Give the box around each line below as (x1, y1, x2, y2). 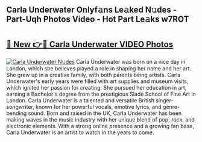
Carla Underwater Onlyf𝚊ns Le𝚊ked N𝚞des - (6, 5, 177, 15)
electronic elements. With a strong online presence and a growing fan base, (6, 123, 195, 129)
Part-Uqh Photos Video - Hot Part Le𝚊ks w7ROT (6, 14, 189, 25)
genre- (162, 103, 180, 110)
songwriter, (6, 103, 34, 110)
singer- (156, 97, 174, 104)
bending (6, 110, 27, 117)
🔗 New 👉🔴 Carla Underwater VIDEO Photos (6, 39, 174, 49)
